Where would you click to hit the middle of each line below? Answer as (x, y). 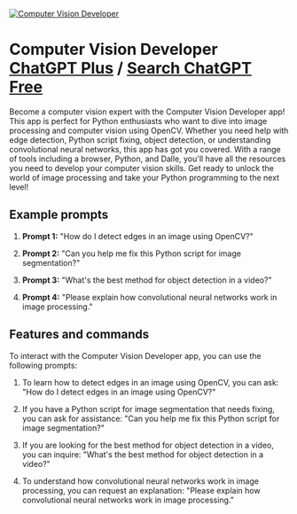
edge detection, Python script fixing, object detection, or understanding (140, 140)
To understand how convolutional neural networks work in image (141, 481)
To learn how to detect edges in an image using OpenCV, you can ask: (150, 382)
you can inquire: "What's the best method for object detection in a (143, 454)
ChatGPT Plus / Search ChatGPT (131, 69)
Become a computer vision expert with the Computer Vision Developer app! (147, 112)
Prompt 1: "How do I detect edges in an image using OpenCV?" (138, 236)
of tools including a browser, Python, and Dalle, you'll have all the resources (148, 159)
